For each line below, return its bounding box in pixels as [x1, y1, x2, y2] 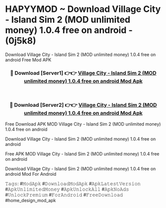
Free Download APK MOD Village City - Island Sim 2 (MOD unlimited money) [5, 121, 161, 127]
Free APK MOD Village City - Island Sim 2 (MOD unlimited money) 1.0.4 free [5, 150, 160, 157]
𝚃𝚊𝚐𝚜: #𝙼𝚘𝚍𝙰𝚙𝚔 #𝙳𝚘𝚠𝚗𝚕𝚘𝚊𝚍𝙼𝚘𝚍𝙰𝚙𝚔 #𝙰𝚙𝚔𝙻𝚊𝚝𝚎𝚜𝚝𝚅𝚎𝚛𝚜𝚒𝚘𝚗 [5, 180, 141, 187]
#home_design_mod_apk [5, 197, 56, 203]
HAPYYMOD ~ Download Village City [5, 3, 161, 15]
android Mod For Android [5, 171, 56, 177]
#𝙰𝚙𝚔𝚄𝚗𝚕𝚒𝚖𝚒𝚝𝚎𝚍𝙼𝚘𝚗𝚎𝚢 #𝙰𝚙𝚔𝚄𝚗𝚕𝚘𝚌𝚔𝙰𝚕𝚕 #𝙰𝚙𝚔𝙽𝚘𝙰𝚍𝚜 [5, 186, 129, 192]
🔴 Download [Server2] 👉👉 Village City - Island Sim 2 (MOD [9, 102, 157, 109]
